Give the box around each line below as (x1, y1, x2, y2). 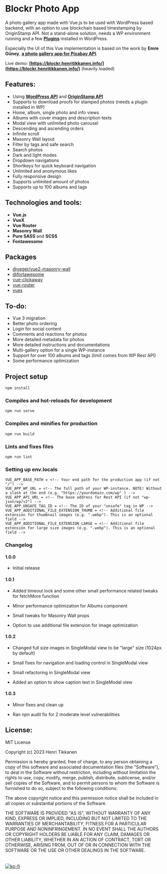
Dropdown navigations (12, 157, 59, 163)
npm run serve (5, 409, 35, 414)
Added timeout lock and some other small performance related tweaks (12, 588, 158, 594)
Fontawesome (12, 238, 43, 244)
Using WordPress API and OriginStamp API (12, 93, 103, 99)
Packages (5, 252, 36, 261)
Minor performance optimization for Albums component (12, 603, 127, 609)
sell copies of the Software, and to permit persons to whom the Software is (5, 780, 160, 786)
